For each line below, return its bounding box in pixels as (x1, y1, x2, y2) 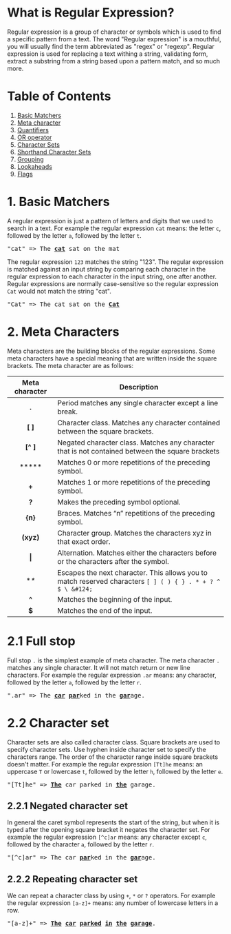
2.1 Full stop (7, 633, 76, 649)
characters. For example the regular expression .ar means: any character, (7, 671, 217, 679)
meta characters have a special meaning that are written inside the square (7, 354, 217, 363)
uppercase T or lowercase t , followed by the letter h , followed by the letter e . (7, 767, 223, 775)
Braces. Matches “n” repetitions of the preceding (57, 508, 215, 518)
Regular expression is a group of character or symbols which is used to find (7, 28, 221, 36)
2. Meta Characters (7, 324, 120, 339)
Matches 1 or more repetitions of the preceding (57, 477, 211, 487)
